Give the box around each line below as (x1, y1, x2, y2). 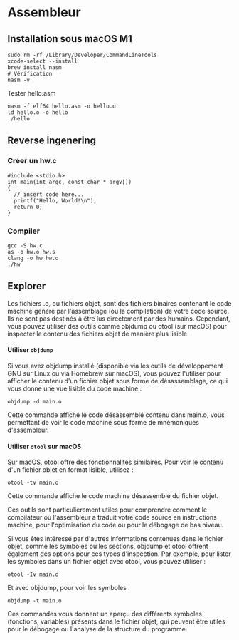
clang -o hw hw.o (7, 254, 59, 262)
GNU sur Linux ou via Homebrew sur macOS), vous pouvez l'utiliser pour (7, 369, 221, 378)
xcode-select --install (7, 58, 78, 65)
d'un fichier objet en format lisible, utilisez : (7, 465, 134, 474)
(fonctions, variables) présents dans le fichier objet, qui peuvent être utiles (7, 617, 225, 626)
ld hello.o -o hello (7, 109, 69, 116)
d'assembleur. (7, 425, 49, 434)
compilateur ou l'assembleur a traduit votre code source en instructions (7, 513, 217, 522)
